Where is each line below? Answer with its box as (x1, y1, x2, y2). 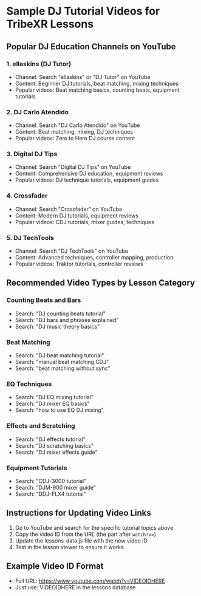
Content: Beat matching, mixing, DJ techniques (15, 128, 134, 135)
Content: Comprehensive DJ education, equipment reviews (15, 170, 163, 177)
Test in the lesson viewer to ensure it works (15, 543, 124, 550)
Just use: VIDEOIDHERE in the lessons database (15, 583, 136, 591)
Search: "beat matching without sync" (15, 365, 111, 372)
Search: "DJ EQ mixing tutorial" (15, 394, 94, 401)
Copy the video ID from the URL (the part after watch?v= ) (15, 530, 157, 538)
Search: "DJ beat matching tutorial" (15, 352, 104, 359)
